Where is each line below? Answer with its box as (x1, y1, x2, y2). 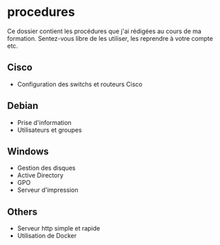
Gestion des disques (17, 164, 76, 173)
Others (7, 206, 38, 217)
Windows (7, 146, 49, 157)
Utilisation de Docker (17, 232, 77, 240)
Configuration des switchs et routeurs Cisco (17, 80, 143, 88)
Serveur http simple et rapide (17, 224, 101, 233)
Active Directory (17, 171, 64, 179)
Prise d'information (17, 118, 72, 126)
